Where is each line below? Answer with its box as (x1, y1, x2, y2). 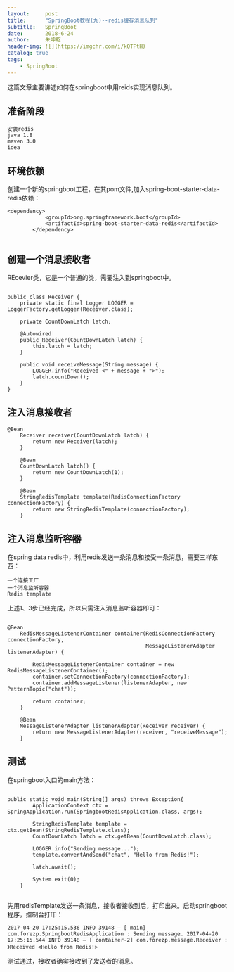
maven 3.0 (7, 138, 37, 145)
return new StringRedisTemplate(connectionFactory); (32, 506, 190, 513)
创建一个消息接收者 (7, 253, 91, 265)
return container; (32, 698, 86, 705)
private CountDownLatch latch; (20, 318, 112, 326)
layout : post (7, 10, 58, 18)
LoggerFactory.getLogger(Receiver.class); (7, 306, 134, 313)
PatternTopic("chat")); (7, 685, 77, 693)
